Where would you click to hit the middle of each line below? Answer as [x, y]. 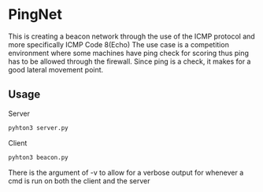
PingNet [35, 15]
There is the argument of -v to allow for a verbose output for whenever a [126, 172]
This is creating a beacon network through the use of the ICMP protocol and [132, 36]
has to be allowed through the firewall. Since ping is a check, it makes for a [130, 61]
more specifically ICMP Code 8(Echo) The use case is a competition [119, 44]
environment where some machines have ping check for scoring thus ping [129, 53]
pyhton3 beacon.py [38, 157]
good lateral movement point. [56, 69]
